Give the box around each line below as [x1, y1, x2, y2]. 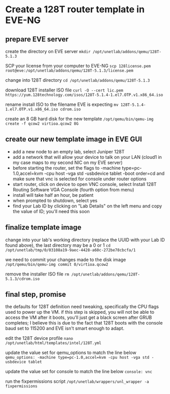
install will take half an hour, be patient [12, 192, 93, 198]
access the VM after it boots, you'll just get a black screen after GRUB [5, 314, 152, 320]
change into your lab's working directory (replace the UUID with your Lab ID [5, 237, 165, 243]
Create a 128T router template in [5, 4, 145, 15]
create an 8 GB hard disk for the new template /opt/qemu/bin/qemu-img [5, 116, 154, 122]
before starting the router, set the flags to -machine [12, 165, 121, 171]
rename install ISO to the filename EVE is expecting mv [5, 101, 119, 107]
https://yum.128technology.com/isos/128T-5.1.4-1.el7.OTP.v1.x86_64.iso [5, 92, 163, 98]
